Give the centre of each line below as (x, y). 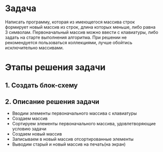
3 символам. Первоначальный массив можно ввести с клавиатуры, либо (82, 32)
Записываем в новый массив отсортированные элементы (73, 139)
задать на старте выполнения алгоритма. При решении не (66, 37)
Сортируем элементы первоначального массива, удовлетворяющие (84, 124)
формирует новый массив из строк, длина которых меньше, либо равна (80, 27)
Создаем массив (30, 118)
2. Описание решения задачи (52, 102)
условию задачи (29, 129)
